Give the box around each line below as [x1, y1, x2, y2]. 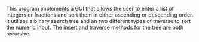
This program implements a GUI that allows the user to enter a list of [6, 5, 174, 12]
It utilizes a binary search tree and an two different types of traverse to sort [6, 18, 191, 24]
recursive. [6, 30, 31, 37]
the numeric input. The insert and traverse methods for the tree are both [6, 24, 184, 31]
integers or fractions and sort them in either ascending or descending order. [6, 11, 194, 18]
